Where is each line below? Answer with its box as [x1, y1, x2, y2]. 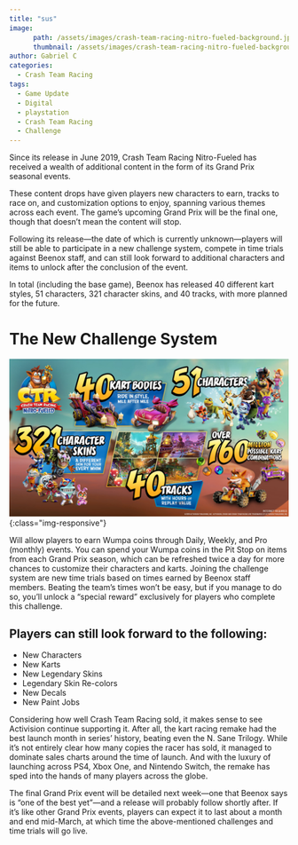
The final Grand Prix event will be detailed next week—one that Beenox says [9, 788, 288, 799]
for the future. [9, 298, 60, 309]
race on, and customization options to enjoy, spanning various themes [9, 198, 266, 209]
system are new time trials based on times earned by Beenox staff [9, 573, 251, 583]
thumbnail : [32, 43, 74, 51]
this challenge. [9, 600, 63, 612]
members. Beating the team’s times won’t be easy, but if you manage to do [9, 581, 282, 592]
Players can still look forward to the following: [9, 626, 268, 641]
